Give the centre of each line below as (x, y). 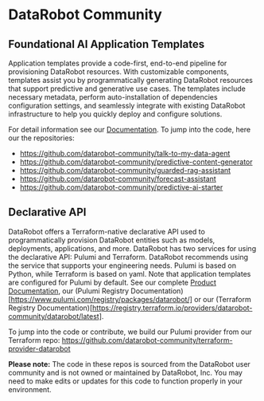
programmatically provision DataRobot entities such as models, (112, 240)
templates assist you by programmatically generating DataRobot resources (130, 80)
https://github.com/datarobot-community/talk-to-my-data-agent (125, 153)
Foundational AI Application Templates (107, 44)
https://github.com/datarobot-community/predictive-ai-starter (121, 187)
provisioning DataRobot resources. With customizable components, (118, 72)
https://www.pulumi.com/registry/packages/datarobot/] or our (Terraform (131, 299)
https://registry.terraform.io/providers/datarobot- (173, 308)
